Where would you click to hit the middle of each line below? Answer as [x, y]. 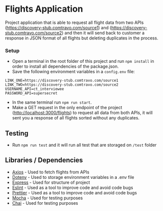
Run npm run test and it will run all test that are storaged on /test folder [84, 145]
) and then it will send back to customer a [103, 33]
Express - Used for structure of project [51, 182]
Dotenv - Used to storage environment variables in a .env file [73, 177]
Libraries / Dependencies [44, 160]
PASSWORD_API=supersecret [31, 94]
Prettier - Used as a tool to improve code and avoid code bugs [74, 192]
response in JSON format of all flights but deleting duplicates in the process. [82, 38]
